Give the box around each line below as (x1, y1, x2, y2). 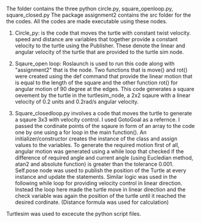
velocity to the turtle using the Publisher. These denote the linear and (14, 42, 185, 49)
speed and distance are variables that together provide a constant (14, 36, 178, 42)
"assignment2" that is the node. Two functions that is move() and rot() (14, 66, 188, 74)
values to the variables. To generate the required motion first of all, (14, 142, 179, 148)
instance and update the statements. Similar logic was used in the (14, 173, 177, 180)
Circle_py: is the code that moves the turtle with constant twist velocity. (14, 29, 191, 36)
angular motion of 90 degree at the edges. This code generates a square (14, 85, 194, 92)
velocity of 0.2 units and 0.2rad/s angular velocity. (14, 98, 139, 105)
